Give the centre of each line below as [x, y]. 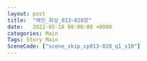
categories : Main [33, 33]
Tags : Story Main [33, 40]
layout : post [27, 14]
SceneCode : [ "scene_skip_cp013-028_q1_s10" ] [74, 46]
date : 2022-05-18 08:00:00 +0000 [60, 27]
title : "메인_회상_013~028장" [49, 20]
